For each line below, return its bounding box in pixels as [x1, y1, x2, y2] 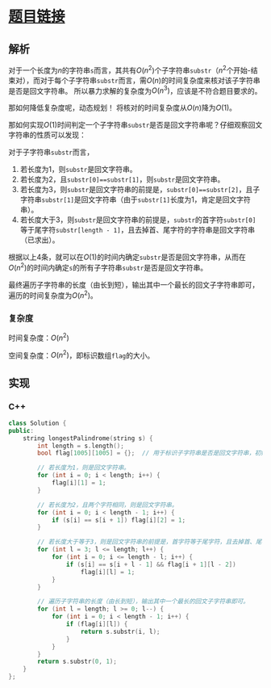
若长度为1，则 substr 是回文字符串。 [19, 165, 137, 174]
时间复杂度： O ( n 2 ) [8, 331, 70, 342]
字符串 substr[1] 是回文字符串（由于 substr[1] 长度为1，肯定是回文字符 [19, 195, 252, 204]
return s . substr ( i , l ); [80, 627, 161, 636]
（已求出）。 [19, 235, 60, 245]
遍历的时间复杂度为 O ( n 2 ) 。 [8, 288, 98, 300]
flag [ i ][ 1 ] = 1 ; [51, 479, 106, 487]
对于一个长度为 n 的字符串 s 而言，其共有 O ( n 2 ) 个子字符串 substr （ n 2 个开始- [8, 64, 252, 75]
